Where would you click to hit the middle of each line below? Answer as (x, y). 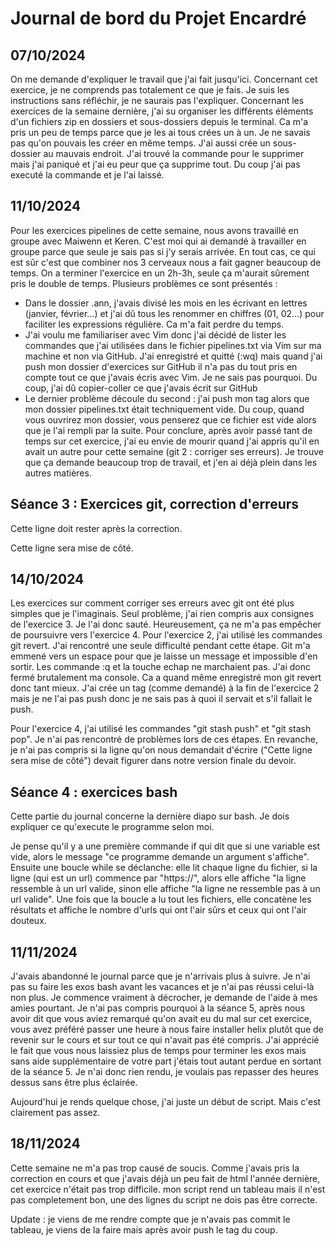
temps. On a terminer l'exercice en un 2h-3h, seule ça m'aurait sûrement (160, 273)
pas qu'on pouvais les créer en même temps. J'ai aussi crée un (140, 143)
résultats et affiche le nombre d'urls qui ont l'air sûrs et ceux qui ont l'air (159, 910)
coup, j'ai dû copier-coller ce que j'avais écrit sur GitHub (141, 388)
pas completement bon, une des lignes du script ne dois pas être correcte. (164, 1199)
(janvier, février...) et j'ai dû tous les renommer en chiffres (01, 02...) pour (174, 313)
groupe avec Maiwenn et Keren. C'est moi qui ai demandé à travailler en (158, 241)
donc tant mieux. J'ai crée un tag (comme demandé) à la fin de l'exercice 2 (165, 688)
